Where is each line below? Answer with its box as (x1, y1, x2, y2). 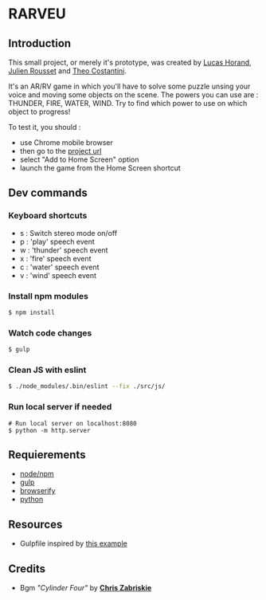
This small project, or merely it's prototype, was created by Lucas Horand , (8, 57, 252, 67)
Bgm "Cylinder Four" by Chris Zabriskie (19, 582, 152, 592)
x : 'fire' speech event (19, 253, 92, 263)
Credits (8, 562, 46, 575)
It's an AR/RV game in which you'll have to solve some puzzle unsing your (8, 81, 251, 91)
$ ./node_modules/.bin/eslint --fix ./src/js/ (8, 382, 166, 390)
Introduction (8, 37, 72, 50)
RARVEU (8, 5, 66, 23)
